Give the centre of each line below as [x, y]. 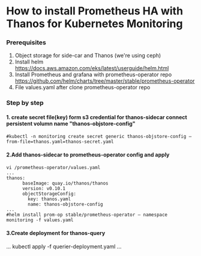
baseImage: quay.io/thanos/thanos [65, 183]
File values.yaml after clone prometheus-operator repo [82, 88]
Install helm [29, 62]
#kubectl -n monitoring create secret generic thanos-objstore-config [96, 136]
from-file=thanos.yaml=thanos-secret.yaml [60, 141]
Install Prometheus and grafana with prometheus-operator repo [93, 75]
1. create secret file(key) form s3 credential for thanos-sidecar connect [97, 117]
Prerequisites [26, 43]
